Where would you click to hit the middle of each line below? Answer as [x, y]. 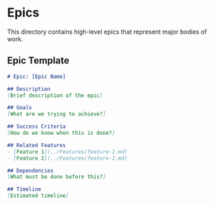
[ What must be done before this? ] [57, 177]
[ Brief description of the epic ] [55, 95]
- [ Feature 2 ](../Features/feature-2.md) [67, 158]
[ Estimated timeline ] [38, 196]
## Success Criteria [37, 127]
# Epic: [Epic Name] [37, 76]
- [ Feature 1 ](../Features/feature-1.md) [67, 152]
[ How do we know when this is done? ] [61, 133]
